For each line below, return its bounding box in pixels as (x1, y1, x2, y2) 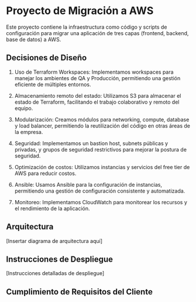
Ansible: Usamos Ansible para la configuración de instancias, (14, 181, 163, 188)
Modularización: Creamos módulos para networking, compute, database (14, 116, 190, 123)
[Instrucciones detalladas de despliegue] (6, 270, 105, 277)
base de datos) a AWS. (6, 36, 61, 43)
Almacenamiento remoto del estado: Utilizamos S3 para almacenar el (14, 92, 181, 99)
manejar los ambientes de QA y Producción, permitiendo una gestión (14, 74, 181, 81)
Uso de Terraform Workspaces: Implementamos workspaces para (14, 68, 174, 75)
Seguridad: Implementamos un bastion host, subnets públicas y (14, 139, 169, 147)
